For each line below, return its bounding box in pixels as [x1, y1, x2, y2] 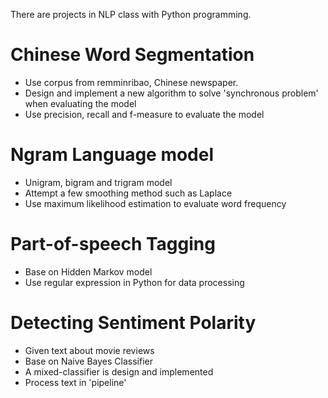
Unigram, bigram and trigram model [24, 176, 173, 188]
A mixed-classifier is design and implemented [24, 365, 214, 378]
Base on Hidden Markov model [24, 265, 153, 278]
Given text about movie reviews [24, 344, 155, 356]
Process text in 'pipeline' [24, 376, 127, 388]
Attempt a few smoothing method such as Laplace [24, 187, 233, 199]
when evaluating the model [24, 97, 137, 109]
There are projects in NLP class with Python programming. [10, 9, 252, 20]
